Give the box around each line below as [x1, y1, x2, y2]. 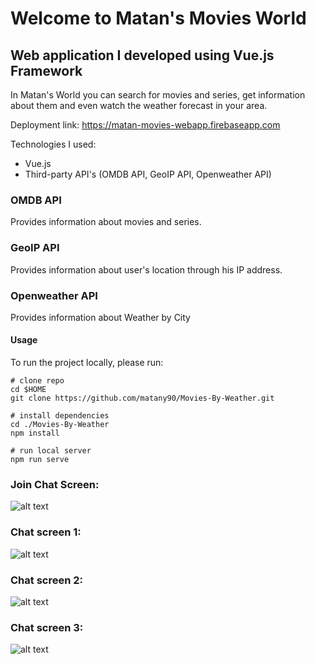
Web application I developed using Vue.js [10, 47, 275, 64]
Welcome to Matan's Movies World [10, 7, 307, 30]
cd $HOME [10, 385, 47, 395]
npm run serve [10, 455, 70, 465]
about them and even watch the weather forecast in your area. [10, 100, 268, 111]
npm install [10, 428, 60, 439]
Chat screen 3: [10, 620, 84, 634]
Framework [10, 62, 83, 79]
